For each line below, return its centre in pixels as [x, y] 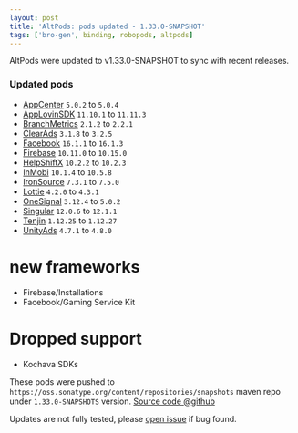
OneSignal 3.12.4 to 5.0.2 [72, 201]
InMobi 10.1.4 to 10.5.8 [67, 172]
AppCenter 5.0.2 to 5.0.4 [71, 104]
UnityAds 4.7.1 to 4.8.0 [67, 230]
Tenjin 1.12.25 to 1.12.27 [70, 221]
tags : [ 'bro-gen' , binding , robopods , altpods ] [102, 35]
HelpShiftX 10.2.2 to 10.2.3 [74, 162]
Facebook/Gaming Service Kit [79, 302]
